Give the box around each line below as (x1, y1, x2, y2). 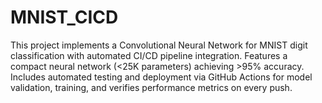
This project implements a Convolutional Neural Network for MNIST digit (10, 39, 308, 51)
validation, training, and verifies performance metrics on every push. (10, 81, 293, 93)
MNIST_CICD (10, 6, 119, 29)
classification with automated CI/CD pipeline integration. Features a (10, 49, 288, 61)
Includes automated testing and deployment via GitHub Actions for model (10, 71, 313, 83)
